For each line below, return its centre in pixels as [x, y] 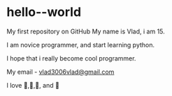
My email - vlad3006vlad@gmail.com [60, 72]
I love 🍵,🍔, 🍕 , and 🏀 [33, 85]
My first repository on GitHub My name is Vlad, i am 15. [86, 31]
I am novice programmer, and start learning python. [81, 45]
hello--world [44, 12]
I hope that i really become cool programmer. [71, 58]
